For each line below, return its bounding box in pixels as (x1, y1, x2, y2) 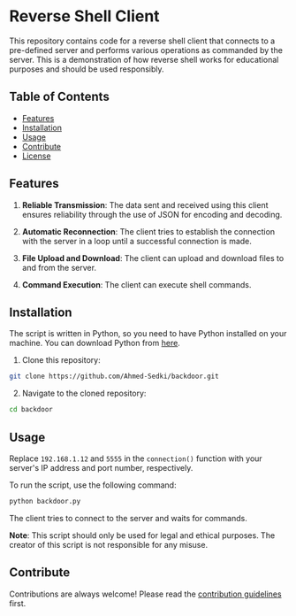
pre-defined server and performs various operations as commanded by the (9, 44, 283, 55)
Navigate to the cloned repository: (21, 388, 147, 399)
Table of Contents (9, 89, 110, 104)
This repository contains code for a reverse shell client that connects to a (9, 35, 276, 46)
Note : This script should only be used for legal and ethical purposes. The (9, 529, 276, 541)
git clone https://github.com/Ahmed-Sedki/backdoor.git (9, 372, 219, 381)
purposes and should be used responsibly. (9, 64, 165, 74)
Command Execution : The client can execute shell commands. (21, 279, 252, 289)
